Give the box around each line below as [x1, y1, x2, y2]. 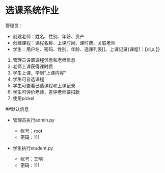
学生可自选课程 [12, 76, 44, 82]
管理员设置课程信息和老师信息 [12, 57, 75, 63]
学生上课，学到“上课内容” [12, 69, 66, 76]
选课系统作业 [5, 5, 60, 16]
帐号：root [20, 128, 43, 134]
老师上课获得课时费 [12, 63, 53, 69]
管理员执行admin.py [12, 117, 55, 123]
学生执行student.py [12, 145, 53, 151]
